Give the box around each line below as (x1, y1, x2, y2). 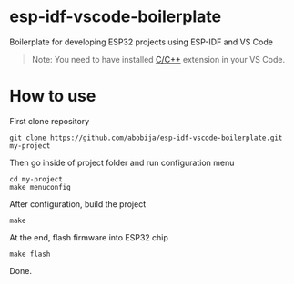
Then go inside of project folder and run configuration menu (9, 157, 235, 168)
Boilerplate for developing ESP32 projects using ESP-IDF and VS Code (9, 36, 273, 47)
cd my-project (9, 174, 64, 183)
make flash (9, 250, 51, 259)
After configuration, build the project (9, 198, 147, 210)
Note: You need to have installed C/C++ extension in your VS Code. (31, 54, 285, 64)
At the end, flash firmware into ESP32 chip (9, 231, 168, 242)
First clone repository (9, 115, 90, 126)
